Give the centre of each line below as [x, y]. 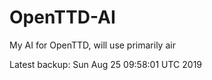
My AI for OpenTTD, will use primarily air [92, 45]
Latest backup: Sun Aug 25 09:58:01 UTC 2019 [106, 64]
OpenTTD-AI [62, 17]
